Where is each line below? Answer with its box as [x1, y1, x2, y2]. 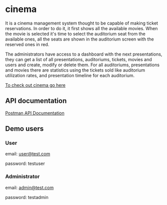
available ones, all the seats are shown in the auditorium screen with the [5, 36, 154, 42]
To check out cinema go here [5, 82, 66, 88]
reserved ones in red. [5, 41, 50, 47]
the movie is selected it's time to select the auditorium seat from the [5, 31, 145, 37]
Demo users [5, 124, 44, 133]
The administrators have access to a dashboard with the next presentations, [5, 51, 162, 57]
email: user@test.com [5, 151, 50, 157]
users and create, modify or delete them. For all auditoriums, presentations [5, 62, 159, 68]
